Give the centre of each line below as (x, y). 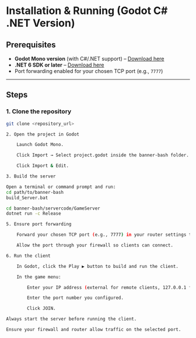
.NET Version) (41, 23)
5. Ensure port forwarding (39, 224)
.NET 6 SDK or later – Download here (59, 65)
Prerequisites (31, 45)
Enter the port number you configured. (76, 298)
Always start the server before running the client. (71, 319)
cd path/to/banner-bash (35, 192)
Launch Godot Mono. (40, 145)
